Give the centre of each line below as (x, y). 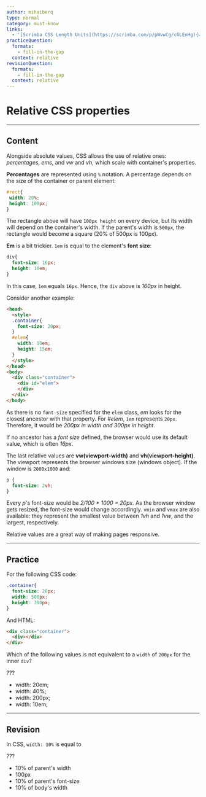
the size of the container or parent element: (61, 181)
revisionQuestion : (30, 63)
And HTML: (21, 620)
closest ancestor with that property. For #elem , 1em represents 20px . (92, 419)
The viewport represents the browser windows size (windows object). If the (102, 462)
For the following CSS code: (42, 574)
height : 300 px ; (31, 602)
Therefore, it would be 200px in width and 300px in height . (81, 425)
